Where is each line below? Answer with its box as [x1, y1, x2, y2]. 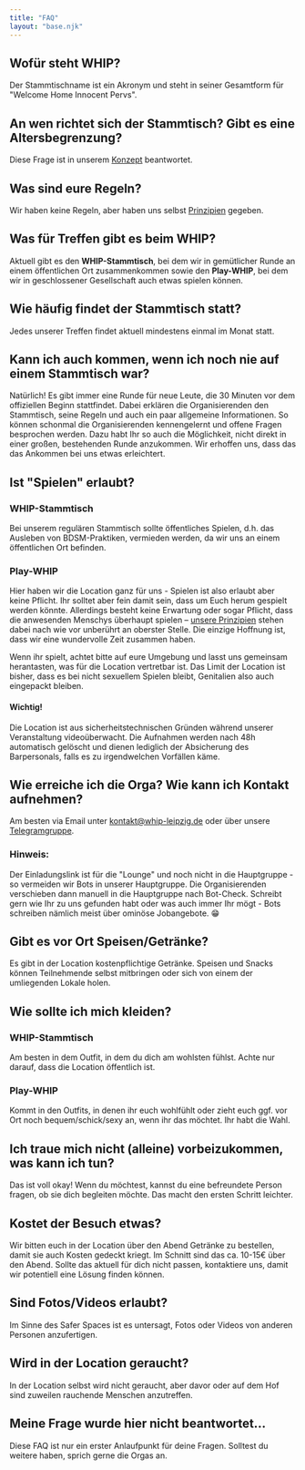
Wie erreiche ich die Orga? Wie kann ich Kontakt [9, 776, 290, 793]
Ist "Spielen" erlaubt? [9, 475, 135, 490]
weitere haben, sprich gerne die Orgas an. [9, 1450, 168, 1461]
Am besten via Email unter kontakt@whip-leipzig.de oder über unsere [9, 816, 270, 827]
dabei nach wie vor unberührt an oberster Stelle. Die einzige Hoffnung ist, [9, 624, 286, 635]
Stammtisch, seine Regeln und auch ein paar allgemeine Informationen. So [9, 409, 289, 420]
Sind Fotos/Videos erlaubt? [9, 1295, 168, 1311]
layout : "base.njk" [9, 22, 84, 31]
